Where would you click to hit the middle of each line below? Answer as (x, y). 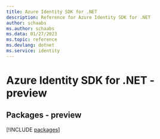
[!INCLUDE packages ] (33, 129)
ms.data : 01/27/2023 (32, 34)
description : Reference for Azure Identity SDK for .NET (79, 17)
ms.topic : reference (32, 40)
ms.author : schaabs (30, 28)
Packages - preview (44, 115)
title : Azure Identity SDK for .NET (52, 12)
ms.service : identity (33, 51)
